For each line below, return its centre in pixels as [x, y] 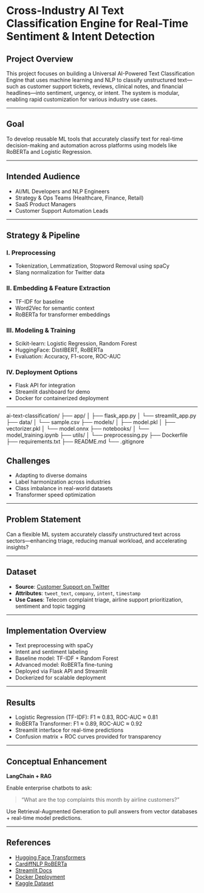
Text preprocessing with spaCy [54, 645]
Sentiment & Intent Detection [81, 36]
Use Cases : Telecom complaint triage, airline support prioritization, [99, 599]
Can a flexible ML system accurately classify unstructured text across [93, 534]
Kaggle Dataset [34, 883]
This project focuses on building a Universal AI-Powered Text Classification [100, 73]
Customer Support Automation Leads [62, 210]
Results [21, 702]
